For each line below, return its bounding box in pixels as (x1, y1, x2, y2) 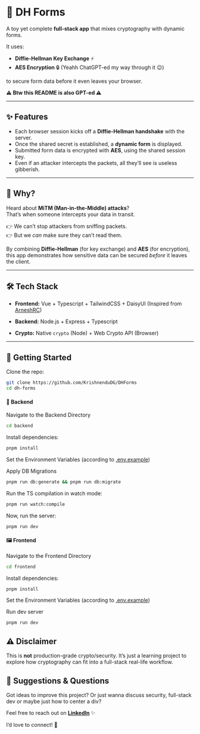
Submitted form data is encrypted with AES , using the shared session (14, 146, 186, 154)
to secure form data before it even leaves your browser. (6, 77, 143, 85)
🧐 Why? (6, 189, 36, 199)
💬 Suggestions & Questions (6, 676, 110, 686)
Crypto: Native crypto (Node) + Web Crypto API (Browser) (14, 330, 159, 337)
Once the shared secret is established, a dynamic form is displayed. (14, 140, 183, 148)
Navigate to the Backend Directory (6, 411, 91, 418)
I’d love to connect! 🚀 (6, 721, 58, 728)
